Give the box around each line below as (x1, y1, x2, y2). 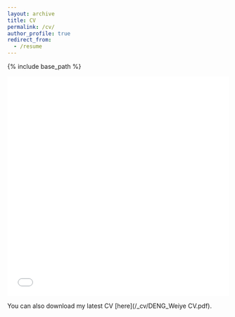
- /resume (13, 43, 42, 50)
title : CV (7, 17, 37, 24)
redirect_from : (7, 37, 52, 44)
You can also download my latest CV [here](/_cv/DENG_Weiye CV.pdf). (7, 302, 212, 310)
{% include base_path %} (7, 63, 82, 70)
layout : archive (7, 10, 55, 18)
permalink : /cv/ (7, 23, 55, 30)
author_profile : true (7, 30, 71, 37)
